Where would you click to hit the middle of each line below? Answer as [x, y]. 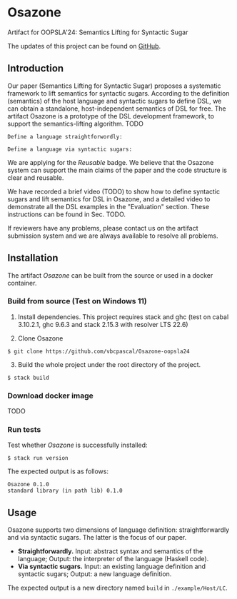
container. [22, 283]
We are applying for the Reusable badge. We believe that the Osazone [111, 162]
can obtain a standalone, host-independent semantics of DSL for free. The [117, 109]
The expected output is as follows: [58, 471]
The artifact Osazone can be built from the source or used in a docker [110, 275]
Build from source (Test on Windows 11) [77, 301]
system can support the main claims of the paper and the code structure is [117, 170]
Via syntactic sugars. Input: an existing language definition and [111, 567]
